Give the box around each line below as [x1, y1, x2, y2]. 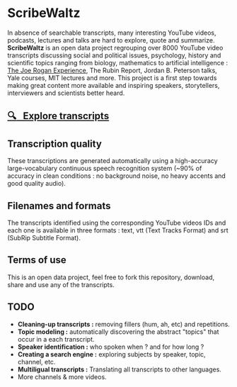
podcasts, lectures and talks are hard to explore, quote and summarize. [7, 35, 215, 44]
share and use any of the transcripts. [7, 280, 115, 288]
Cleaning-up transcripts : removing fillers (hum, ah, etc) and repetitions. [17, 320, 230, 328]
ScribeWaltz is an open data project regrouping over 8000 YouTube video [7, 43, 224, 52]
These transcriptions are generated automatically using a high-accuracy [7, 157, 218, 165]
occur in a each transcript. [17, 335, 95, 343]
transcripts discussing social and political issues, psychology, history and [7, 51, 221, 60]
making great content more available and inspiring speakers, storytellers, [7, 81, 220, 89]
